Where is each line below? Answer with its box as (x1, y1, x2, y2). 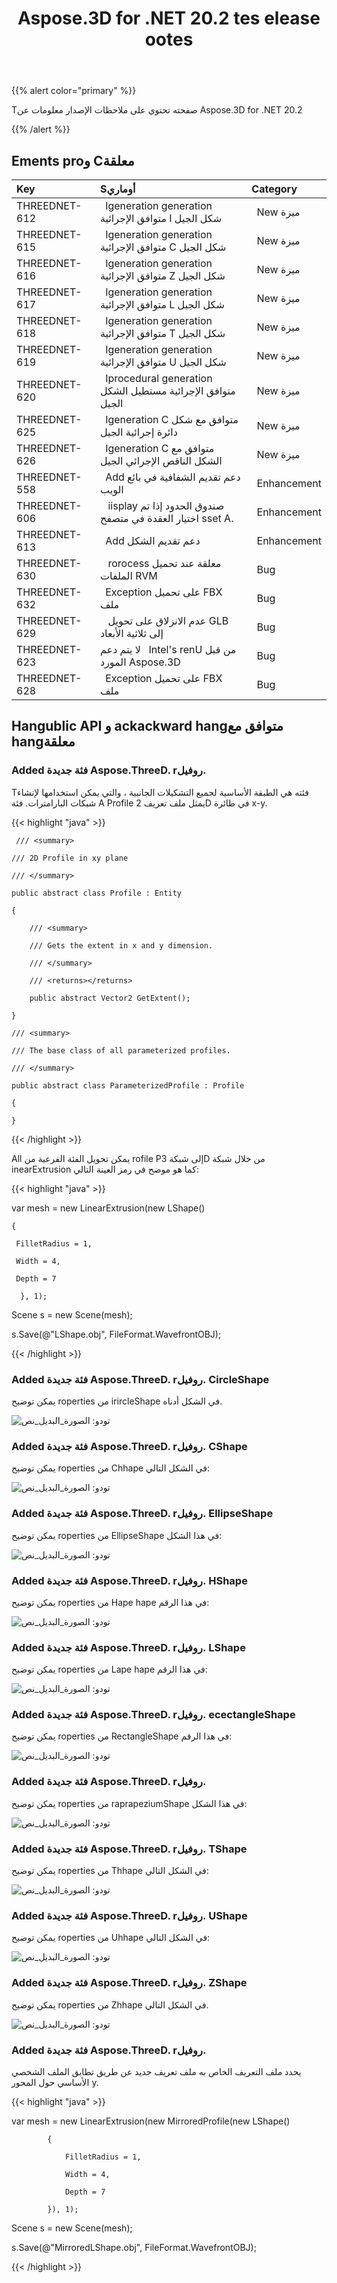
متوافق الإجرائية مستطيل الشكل (99, 384, 236, 397)
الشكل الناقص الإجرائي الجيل (99, 454, 223, 467)
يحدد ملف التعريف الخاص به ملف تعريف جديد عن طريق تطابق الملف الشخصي (11, 2065, 302, 2077)
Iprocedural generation (105, 372, 213, 385)
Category (251, 182, 298, 196)
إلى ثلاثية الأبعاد (99, 627, 164, 640)
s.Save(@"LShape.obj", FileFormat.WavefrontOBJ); (11, 1328, 222, 1340)
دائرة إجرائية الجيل (99, 425, 178, 439)
